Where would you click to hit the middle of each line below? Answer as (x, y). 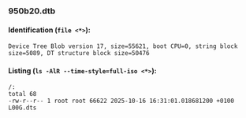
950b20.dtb (32, 11)
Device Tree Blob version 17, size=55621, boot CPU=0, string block (123, 46)
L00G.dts (22, 108)
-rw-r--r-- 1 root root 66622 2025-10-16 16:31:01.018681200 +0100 (121, 101)
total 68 (22, 94)
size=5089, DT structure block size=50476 (79, 53)
